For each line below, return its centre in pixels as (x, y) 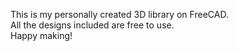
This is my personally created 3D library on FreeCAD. (119, 14)
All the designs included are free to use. (92, 25)
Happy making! (41, 35)
